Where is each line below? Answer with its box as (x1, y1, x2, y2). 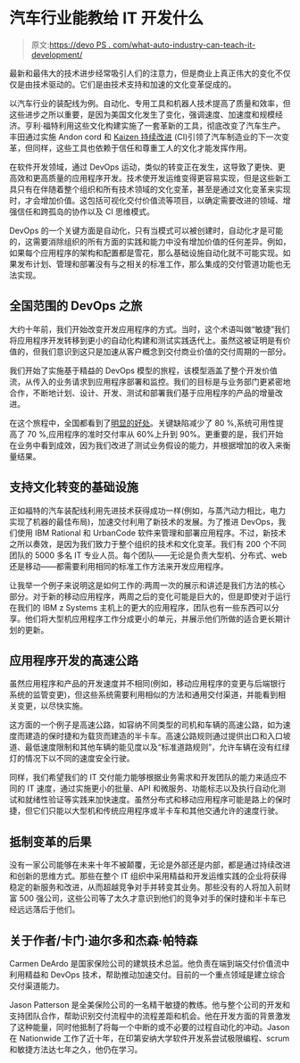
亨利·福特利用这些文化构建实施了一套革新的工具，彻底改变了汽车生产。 (24, 120, 286, 130)
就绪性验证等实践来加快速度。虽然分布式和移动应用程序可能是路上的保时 (24, 794, 291, 805)
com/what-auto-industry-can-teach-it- (112, 39, 256, 50)
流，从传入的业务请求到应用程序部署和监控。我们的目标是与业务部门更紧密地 (9, 376, 291, 386)
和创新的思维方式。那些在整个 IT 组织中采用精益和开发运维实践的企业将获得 (9, 871, 287, 882)
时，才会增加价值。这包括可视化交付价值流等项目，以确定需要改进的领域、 (9, 195, 283, 205)
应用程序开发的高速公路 (9, 652, 138, 668)
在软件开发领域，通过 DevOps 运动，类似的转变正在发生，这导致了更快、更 (9, 162, 286, 172)
